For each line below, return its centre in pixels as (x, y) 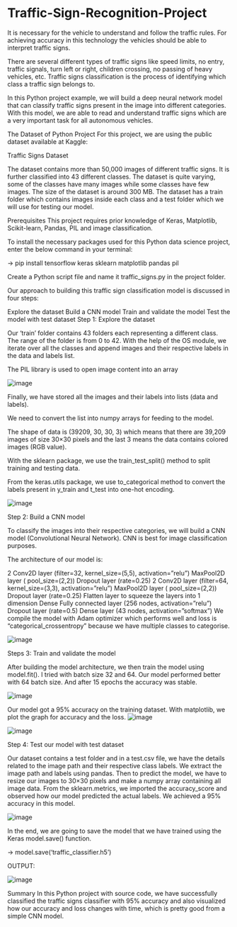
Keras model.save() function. (50, 838)
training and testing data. (44, 468)
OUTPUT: (21, 865)
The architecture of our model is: (55, 559)
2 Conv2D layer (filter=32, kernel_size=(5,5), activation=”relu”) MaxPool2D (116, 573)
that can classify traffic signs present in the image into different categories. (117, 105)
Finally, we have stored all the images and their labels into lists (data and (112, 397)
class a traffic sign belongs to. (51, 84)
